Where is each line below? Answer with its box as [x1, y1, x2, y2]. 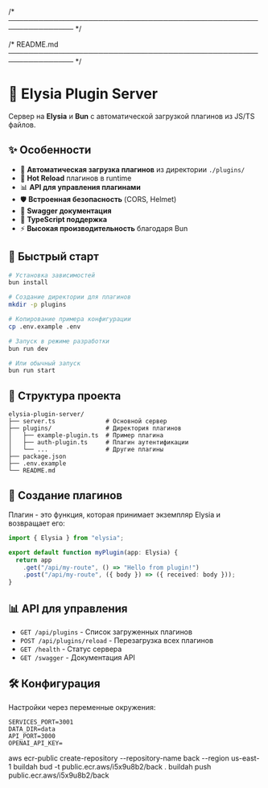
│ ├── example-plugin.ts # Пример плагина [8, 431, 163, 439]
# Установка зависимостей [8, 271, 95, 279]
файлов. [8, 120, 36, 130]
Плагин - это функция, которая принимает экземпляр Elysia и [8, 510, 221, 519]
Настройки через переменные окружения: [8, 702, 156, 712]
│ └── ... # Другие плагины [8, 446, 163, 454]
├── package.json [8, 452, 67, 461]
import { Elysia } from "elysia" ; [8, 534, 125, 542]
